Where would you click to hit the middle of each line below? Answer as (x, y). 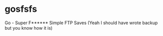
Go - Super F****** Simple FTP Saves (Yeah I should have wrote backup (81, 23)
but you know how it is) (29, 28)
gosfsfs (21, 9)
